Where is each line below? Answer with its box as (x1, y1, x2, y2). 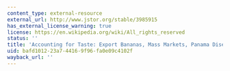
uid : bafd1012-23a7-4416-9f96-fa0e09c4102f (7, 48, 133, 55)
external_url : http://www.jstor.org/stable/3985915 (7, 16, 157, 23)
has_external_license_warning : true (7, 22, 112, 29)
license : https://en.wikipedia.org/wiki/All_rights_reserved (7, 28, 186, 36)
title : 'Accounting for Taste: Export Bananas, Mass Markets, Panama (7, 41, 210, 48)
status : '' (7, 35, 38, 42)
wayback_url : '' (7, 54, 53, 61)
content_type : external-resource (7, 9, 103, 17)
